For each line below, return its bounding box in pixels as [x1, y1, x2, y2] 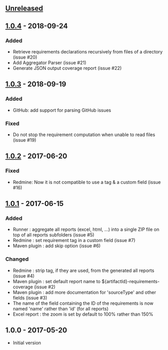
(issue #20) [12, 54, 38, 61]
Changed [5, 255, 29, 263]
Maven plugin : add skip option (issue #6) [12, 243, 101, 249]
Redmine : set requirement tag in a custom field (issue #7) [12, 237, 136, 244]
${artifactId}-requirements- [101, 278, 160, 284]
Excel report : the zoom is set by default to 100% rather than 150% [12, 311, 154, 317]
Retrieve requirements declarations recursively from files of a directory [12, 49, 163, 55]
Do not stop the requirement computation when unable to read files [12, 132, 156, 138]
